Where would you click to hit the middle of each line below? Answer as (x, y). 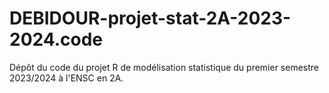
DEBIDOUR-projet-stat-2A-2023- (150, 18)
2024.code (56, 39)
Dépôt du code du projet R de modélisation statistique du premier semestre (164, 67)
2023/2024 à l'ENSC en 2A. (66, 78)
